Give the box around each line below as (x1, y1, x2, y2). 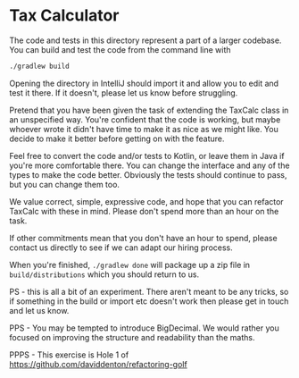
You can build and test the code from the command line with (9, 44, 231, 55)
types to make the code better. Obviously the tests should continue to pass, (9, 169, 287, 180)
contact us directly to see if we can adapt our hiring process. (9, 242, 234, 253)
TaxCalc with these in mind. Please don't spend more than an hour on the (9, 206, 279, 216)
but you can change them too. (9, 179, 120, 189)
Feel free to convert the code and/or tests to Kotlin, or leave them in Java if (9, 150, 285, 161)
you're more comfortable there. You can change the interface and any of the (9, 160, 290, 171)
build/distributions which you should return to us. (9, 269, 199, 280)
